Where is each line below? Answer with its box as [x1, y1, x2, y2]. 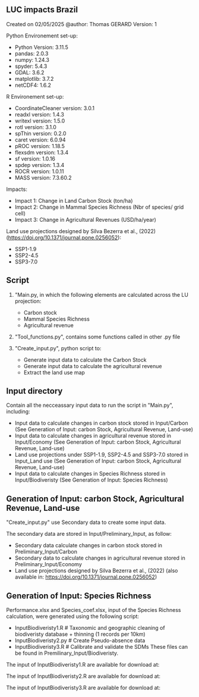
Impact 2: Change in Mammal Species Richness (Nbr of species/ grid [14, 203, 184, 211]
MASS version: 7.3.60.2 [14, 174, 72, 181]
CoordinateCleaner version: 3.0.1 [14, 104, 95, 112]
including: [6, 408, 31, 415]
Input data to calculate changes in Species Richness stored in [14, 470, 166, 478]
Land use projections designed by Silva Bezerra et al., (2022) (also [14, 567, 178, 574]
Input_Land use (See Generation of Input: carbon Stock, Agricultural [14, 457, 181, 464]
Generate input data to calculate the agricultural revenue [23, 362, 162, 369]
